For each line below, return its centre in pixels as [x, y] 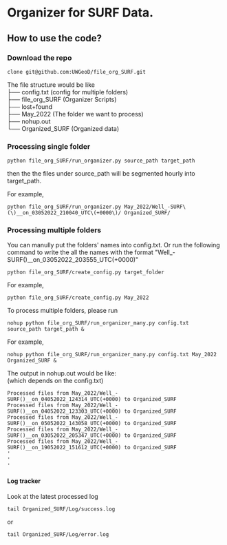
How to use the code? [54, 38]
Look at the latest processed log [53, 496]
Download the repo [40, 58]
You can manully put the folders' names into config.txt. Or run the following [113, 245]
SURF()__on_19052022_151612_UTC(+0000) [64, 448]
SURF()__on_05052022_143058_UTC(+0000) [64, 424]
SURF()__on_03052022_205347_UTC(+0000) [64, 435]
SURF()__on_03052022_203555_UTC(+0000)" [73, 260]
